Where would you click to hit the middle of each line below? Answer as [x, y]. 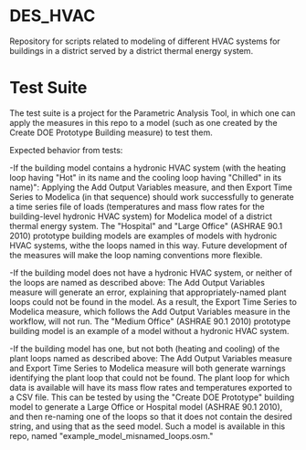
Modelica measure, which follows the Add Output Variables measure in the [150, 311]
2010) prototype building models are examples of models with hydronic [143, 235]
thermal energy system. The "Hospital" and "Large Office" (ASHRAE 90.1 [146, 225]
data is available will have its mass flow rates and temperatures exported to [151, 387]
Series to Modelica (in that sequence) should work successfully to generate [152, 196]
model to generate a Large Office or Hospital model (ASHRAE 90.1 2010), [146, 406]
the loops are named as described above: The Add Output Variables [137, 282]
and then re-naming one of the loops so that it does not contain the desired [151, 416]
